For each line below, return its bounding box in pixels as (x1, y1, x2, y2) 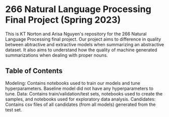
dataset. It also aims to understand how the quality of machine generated (5, 47, 157, 53)
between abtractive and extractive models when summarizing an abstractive (5, 41, 164, 47)
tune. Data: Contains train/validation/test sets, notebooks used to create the (5, 90, 163, 96)
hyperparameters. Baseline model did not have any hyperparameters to (5, 85, 154, 91)
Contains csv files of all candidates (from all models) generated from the (5, 101, 156, 107)
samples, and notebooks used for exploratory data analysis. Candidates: (5, 96, 156, 102)
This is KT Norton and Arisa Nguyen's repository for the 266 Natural (5, 31, 147, 37)
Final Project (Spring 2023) (5, 14, 121, 26)
